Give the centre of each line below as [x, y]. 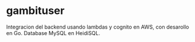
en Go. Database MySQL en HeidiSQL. [53, 33]
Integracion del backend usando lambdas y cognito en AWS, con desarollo [98, 27]
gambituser [35, 11]
